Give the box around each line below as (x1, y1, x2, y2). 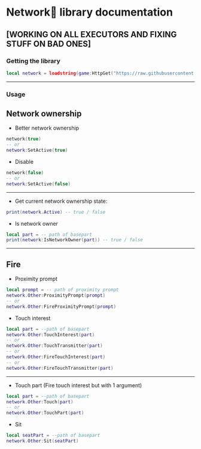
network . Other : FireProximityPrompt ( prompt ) (6, 303, 117, 310)
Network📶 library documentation (6, 5, 173, 19)
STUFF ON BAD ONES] (6, 38, 92, 49)
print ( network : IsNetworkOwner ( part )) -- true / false (6, 237, 144, 243)
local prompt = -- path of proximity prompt (6, 287, 119, 293)
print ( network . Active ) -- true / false (6, 209, 106, 215)
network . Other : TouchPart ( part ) (6, 410, 84, 416)
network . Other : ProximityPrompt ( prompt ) (6, 292, 106, 299)
